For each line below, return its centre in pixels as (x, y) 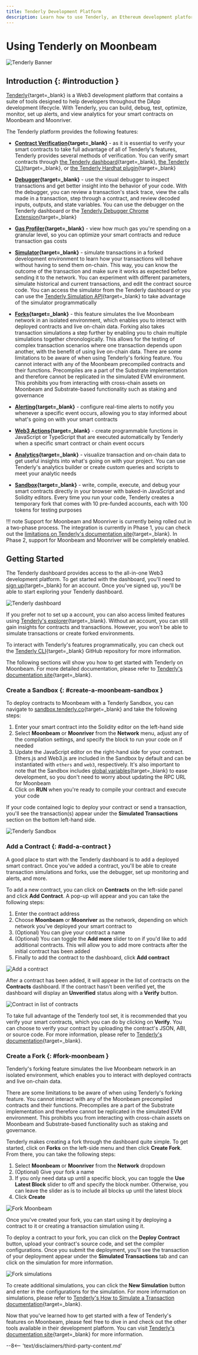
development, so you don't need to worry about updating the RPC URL (100, 777)
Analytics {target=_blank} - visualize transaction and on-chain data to (100, 455)
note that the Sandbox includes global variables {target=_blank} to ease (101, 771)
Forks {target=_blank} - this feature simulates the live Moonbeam (94, 314)
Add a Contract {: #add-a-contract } (59, 846)
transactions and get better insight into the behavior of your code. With (101, 186)
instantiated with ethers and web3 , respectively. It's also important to (97, 764)
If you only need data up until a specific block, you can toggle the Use (100, 1178)
